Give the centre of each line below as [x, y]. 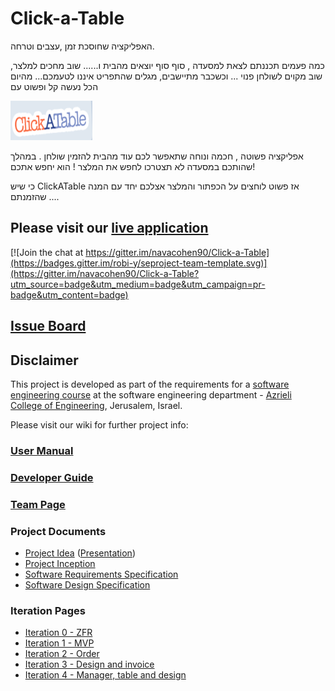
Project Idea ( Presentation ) [80, 553]
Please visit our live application [109, 228]
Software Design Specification [87, 585]
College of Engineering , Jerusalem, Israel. [96, 405]
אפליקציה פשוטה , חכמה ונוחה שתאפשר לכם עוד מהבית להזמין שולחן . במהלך [157, 156]
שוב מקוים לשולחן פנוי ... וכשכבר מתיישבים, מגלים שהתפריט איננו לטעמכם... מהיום [166, 76]
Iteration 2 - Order [62, 654]
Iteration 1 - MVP [59, 643]
